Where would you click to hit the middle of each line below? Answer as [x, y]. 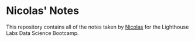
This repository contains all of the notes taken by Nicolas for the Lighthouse [97, 27]
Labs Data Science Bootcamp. [42, 33]
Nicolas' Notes [42, 11]
